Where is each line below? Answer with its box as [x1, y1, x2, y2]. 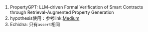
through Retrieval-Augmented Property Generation [9, 9, 114, 15]
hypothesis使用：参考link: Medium [9, 15, 80, 21]
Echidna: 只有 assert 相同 [9, 22, 60, 27]
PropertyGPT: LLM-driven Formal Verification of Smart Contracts [9, 4, 144, 10]
